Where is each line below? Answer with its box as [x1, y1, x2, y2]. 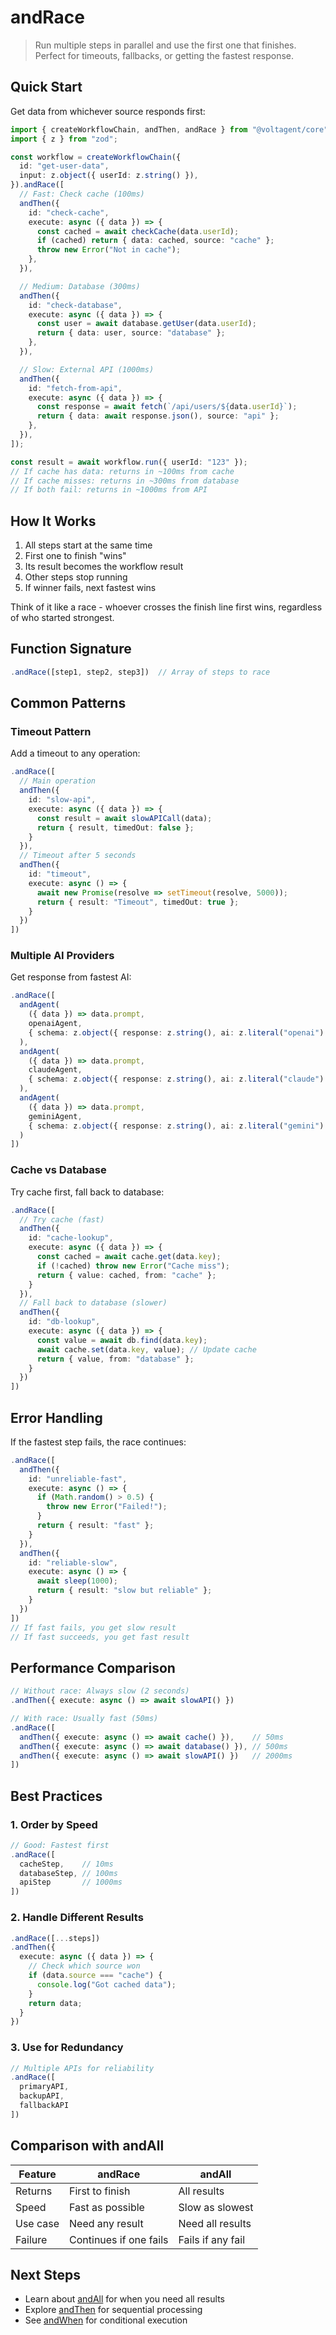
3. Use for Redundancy [10, 2041, 124, 2055]
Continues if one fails [69, 2232, 169, 2246]
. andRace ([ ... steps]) [10, 1933, 101, 1943]
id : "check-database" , [28, 300, 123, 310]
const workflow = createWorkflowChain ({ [10, 152, 182, 162]
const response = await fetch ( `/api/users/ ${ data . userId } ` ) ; [36, 402, 298, 412]
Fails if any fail [178, 2232, 246, 2246]
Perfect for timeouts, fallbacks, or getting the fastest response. [34, 49, 295, 61]
